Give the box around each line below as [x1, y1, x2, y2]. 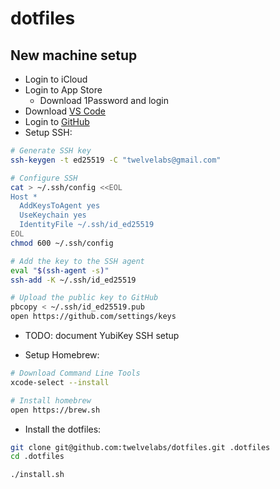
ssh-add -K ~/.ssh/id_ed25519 [10, 275, 137, 285]
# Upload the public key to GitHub [10, 293, 159, 303]
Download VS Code [24, 105, 107, 117]
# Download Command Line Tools [10, 368, 141, 378]
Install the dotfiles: [24, 423, 102, 435]
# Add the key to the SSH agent [10, 256, 145, 266]
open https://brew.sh [10, 405, 101, 415]
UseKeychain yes [19, 210, 87, 221]
